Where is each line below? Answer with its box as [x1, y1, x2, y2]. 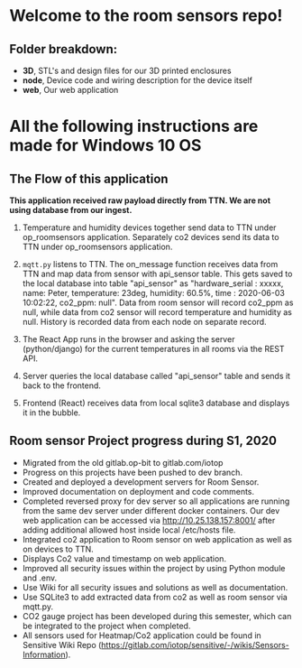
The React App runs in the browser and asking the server [22, 334, 235, 344]
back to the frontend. [22, 380, 102, 391]
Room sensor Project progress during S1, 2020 [9, 433, 278, 449]
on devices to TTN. [22, 543, 95, 554]
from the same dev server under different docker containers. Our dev [22, 505, 280, 515]
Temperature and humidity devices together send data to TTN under [22, 222, 277, 233]
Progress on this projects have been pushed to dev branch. [22, 467, 243, 478]
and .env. [22, 572, 57, 583]
